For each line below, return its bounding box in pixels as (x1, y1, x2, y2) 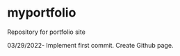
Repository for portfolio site (7, 28, 85, 36)
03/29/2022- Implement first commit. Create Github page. (7, 41, 174, 49)
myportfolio (7, 5, 76, 21)
